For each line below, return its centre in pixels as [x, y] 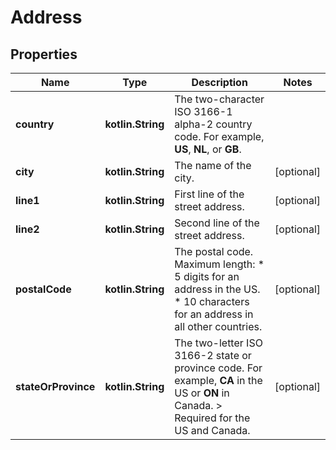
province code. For [218, 368]
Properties [44, 54]
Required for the [212, 418]
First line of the [209, 194]
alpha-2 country [213, 124]
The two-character [219, 99]
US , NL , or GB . [208, 149]
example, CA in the [218, 380]
